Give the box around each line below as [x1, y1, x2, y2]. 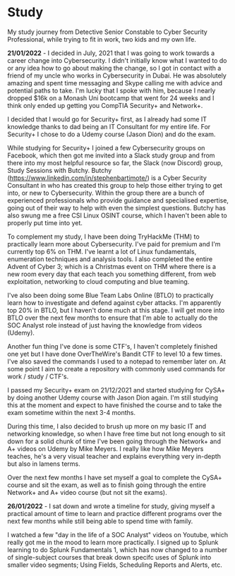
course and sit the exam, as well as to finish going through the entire [7, 481, 207, 489]
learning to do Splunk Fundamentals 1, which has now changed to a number [7, 545, 228, 554]
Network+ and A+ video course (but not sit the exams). [7, 488, 167, 496]
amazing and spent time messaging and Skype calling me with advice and [7, 78, 223, 87]
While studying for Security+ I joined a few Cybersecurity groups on [7, 143, 205, 152]
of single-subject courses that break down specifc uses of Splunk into [7, 553, 212, 561]
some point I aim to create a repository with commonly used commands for [7, 364, 226, 373]
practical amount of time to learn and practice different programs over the [7, 509, 222, 517]
